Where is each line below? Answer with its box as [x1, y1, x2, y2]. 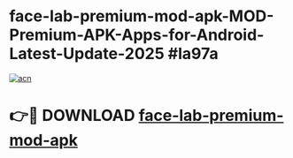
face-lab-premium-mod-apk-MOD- [9, 6, 274, 26]
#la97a [167, 44, 219, 64]
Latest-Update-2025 [9, 44, 166, 64]
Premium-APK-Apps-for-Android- [9, 25, 265, 45]
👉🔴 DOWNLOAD [9, 106, 135, 125]
